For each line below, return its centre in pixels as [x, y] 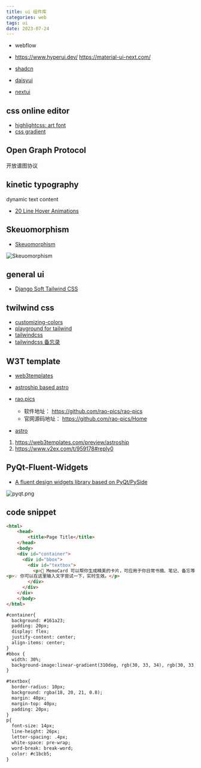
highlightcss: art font [40, 125]
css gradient [30, 132]
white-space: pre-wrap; [41, 743]
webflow [25, 46]
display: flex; [31, 632]
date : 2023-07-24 [28, 28]
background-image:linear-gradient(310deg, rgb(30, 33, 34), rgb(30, [99, 665]
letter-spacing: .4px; [40, 737]
